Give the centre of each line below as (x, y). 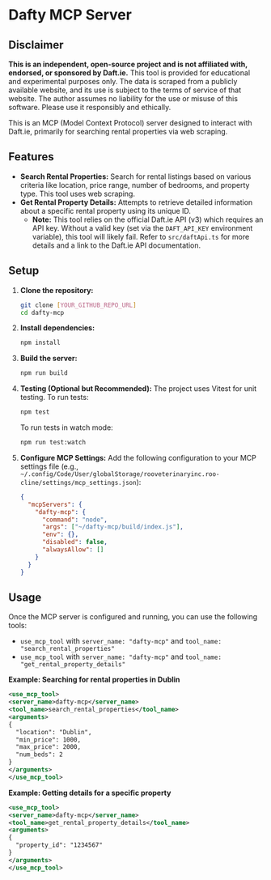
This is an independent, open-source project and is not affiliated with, (128, 64)
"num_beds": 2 (39, 755)
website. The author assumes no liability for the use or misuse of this (123, 98)
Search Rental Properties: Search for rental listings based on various (135, 176)
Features (31, 157)
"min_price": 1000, (49, 740)
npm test (35, 412)
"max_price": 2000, (49, 747)
